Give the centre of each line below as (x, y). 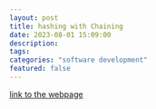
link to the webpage (46, 94)
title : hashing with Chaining (67, 26)
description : (34, 43)
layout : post (34, 18)
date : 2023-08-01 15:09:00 (60, 35)
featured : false (40, 69)
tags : (19, 52)
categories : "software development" (78, 60)
